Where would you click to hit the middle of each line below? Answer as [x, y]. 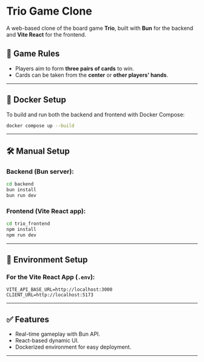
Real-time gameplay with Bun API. [57, 334]
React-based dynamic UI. [47, 341]
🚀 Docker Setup [36, 100]
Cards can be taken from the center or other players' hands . [92, 75]
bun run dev [21, 195]
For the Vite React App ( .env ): [51, 277]
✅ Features [28, 319]
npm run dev [21, 235]
